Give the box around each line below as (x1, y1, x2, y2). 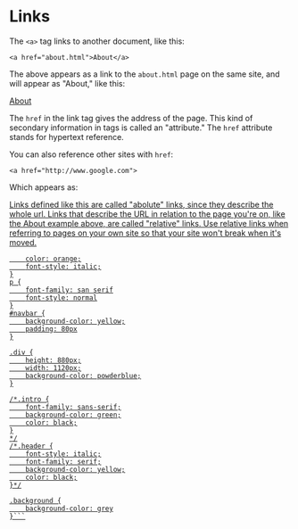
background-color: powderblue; (25, 371, 142, 380)
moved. (9, 236, 37, 247)
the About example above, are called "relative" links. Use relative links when (9, 218, 289, 228)
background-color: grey (25, 504, 114, 513)
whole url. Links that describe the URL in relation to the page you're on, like (9, 208, 286, 219)
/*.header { (9, 442, 54, 450)
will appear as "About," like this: (9, 78, 126, 88)
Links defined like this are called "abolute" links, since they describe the (9, 199, 274, 210)
